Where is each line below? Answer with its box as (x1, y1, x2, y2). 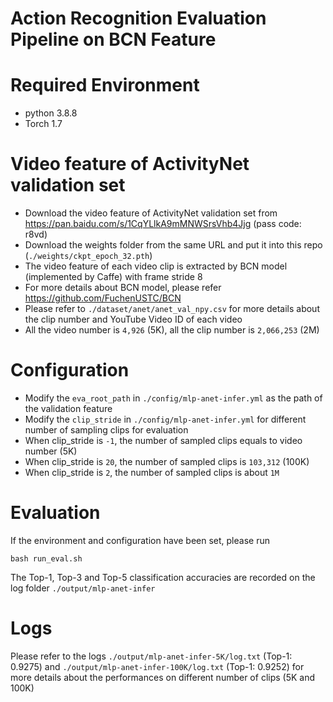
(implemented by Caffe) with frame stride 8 (24, 271, 203, 283)
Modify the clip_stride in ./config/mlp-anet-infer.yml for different (24, 413, 307, 425)
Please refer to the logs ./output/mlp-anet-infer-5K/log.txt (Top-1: (10, 650, 293, 662)
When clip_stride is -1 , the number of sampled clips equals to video (24, 435, 303, 446)
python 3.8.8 (24, 107, 78, 119)
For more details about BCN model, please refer (24, 282, 222, 294)
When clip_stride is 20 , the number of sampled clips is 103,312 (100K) (24, 456, 310, 467)
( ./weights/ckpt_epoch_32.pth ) (24, 250, 153, 262)
